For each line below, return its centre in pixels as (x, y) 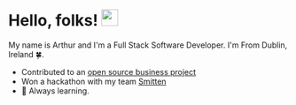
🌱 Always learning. (55, 90)
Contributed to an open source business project (109, 71)
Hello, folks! (53, 21)
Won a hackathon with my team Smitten (93, 81)
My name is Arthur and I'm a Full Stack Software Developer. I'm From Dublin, (148, 45)
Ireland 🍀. (27, 54)
